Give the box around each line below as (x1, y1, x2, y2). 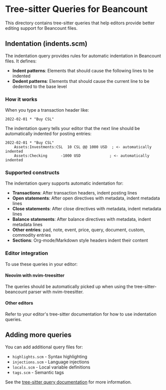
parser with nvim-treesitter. (28, 289, 84, 295)
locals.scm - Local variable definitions (12, 364, 91, 370)
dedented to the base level (12, 83, 67, 89)
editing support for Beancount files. (5, 25, 78, 31)
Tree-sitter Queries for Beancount (5, 3, 148, 15)
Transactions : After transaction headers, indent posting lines (12, 190, 137, 196)
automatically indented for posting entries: (5, 130, 92, 137)
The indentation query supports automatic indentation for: (5, 180, 124, 187)
